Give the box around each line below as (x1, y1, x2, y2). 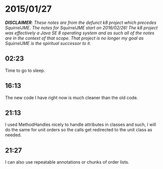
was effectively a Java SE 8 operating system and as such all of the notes (5, 30, 155, 36)
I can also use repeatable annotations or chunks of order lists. (5, 159, 129, 165)
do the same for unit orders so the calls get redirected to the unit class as (5, 127, 153, 133)
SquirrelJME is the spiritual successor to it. (5, 40, 91, 46)
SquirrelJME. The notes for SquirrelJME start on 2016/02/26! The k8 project (5, 24, 158, 30)
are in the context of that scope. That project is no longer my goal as (5, 35, 144, 41)
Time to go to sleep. (5, 67, 45, 73)
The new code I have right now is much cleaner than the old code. (5, 94, 138, 101)
